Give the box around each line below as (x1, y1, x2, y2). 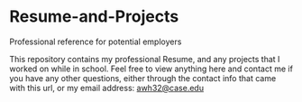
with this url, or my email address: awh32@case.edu (9, 82, 205, 93)
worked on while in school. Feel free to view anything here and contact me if (9, 63, 293, 74)
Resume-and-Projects (9, 6, 179, 27)
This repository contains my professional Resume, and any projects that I (9, 53, 280, 64)
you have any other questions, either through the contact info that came (9, 72, 277, 83)
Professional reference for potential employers (9, 36, 182, 47)
